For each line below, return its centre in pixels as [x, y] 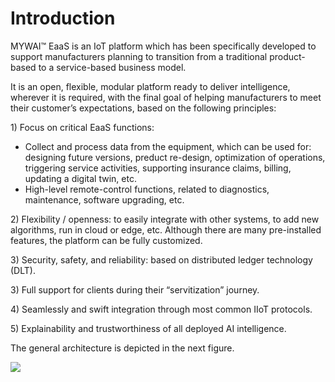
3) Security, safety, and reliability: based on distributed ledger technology [161, 259]
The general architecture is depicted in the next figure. [122, 348]
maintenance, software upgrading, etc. [104, 199]
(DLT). [23, 270]
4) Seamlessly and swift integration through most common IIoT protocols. [161, 309]
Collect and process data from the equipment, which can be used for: [168, 146]
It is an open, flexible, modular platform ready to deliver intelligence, [150, 86]
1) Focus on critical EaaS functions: [82, 127]
